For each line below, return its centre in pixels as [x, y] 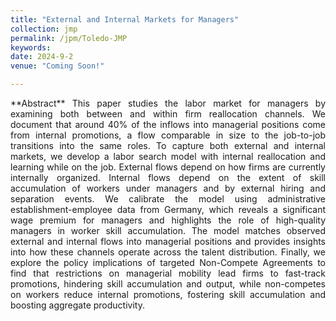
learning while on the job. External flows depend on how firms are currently [168, 167]
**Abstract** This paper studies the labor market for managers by [168, 103]
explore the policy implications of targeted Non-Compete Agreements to [168, 262]
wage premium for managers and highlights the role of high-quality [168, 220]
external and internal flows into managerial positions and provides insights [168, 241]
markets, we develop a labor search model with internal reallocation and [168, 156]
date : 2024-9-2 [42, 57]
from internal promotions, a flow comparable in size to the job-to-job [168, 135]
